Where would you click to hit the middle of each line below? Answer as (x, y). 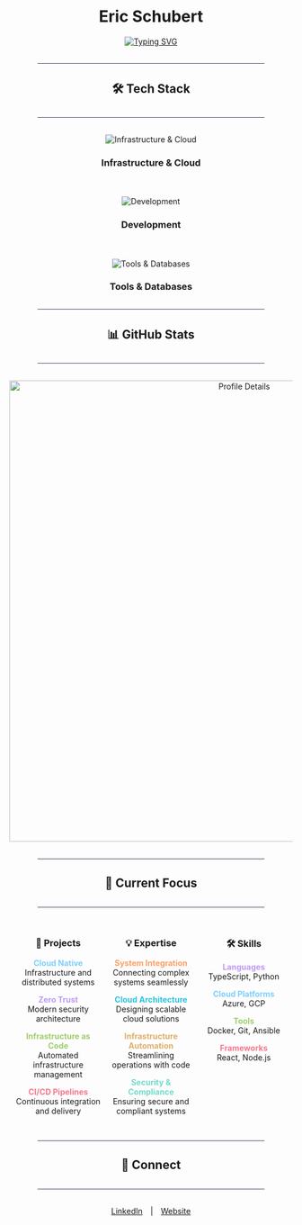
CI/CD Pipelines (58, 1092)
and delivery (58, 1111)
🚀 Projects (58, 943)
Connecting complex (151, 972)
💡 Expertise (151, 943)
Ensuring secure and (151, 1101)
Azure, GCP (244, 1003)
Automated (58, 1055)
